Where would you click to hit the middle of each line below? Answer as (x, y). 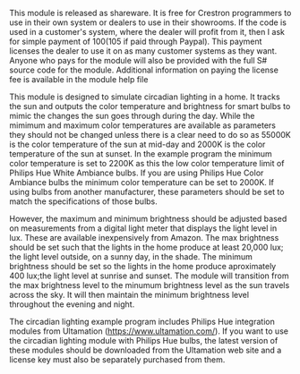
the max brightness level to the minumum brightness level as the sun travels (150, 285)
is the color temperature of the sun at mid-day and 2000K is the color (137, 144)
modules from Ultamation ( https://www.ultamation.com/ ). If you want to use (149, 331)
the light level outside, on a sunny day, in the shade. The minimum (131, 257)
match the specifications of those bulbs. (84, 201)
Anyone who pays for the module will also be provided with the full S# (138, 60)
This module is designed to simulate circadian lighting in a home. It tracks (145, 97)
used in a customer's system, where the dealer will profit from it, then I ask (147, 32)
